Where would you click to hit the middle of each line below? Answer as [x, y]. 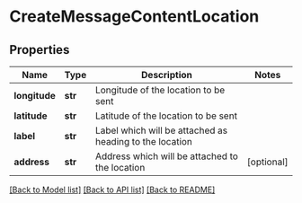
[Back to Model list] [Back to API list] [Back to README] [112, 190]
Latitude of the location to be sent [166, 116]
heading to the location [144, 141]
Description [167, 75]
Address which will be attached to [166, 156]
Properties [40, 50]
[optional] [267, 162]
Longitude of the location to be [160, 90]
